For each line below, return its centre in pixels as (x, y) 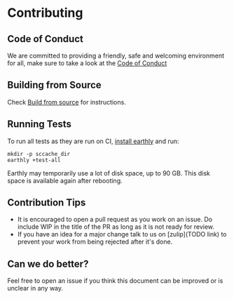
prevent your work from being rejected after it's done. (95, 242)
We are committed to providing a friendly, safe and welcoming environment (116, 55)
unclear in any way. (35, 288)
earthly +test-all (34, 160)
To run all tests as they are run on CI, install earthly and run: (93, 141)
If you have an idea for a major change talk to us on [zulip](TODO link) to (122, 234)
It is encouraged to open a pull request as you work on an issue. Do (115, 220)
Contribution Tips (47, 202)
